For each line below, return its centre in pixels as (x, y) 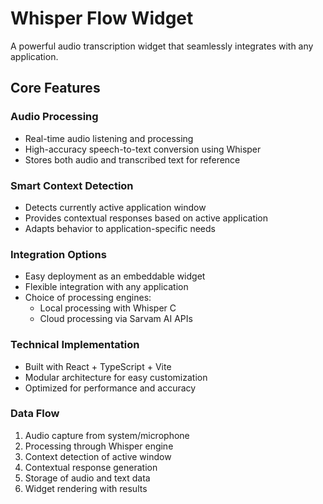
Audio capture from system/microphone (107, 435)
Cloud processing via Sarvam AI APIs (116, 319)
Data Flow (35, 414)
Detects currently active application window (115, 207)
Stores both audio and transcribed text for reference (132, 159)
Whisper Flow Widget (102, 18)
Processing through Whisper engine (99, 446)
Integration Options (58, 254)
